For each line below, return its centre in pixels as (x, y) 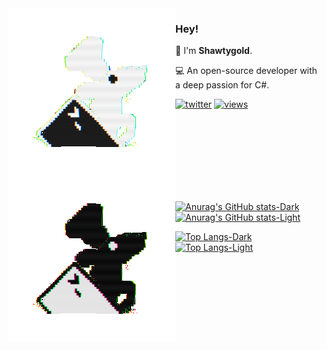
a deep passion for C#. (222, 85)
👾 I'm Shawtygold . (214, 51)
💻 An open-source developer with (246, 71)
